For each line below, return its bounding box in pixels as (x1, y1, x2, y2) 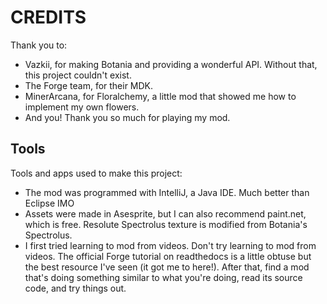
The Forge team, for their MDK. (24, 79, 154, 91)
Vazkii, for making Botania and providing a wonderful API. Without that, (24, 58, 318, 70)
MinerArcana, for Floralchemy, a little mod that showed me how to (24, 90, 297, 102)
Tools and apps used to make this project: (10, 167, 183, 179)
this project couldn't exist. (24, 69, 132, 81)
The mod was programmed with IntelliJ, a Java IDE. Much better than (24, 186, 310, 198)
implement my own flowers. (24, 101, 140, 113)
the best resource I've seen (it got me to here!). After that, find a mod (24, 261, 310, 273)
